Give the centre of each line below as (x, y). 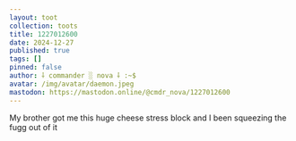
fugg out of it (34, 127)
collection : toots (44, 26)
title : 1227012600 (44, 34)
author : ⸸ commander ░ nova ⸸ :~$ (73, 76)
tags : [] (26, 59)
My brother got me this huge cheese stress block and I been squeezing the (148, 118)
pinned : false (36, 68)
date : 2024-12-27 (42, 42)
